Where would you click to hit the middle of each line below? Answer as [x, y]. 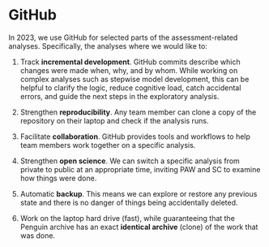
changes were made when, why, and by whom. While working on [129, 70]
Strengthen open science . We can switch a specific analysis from [130, 161]
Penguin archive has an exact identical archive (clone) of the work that [139, 227]
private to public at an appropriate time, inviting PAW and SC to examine [140, 169]
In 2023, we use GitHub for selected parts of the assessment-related [123, 37]
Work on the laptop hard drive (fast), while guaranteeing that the [127, 218]
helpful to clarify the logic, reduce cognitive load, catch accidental [130, 88]
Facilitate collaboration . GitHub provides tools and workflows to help [135, 136]
